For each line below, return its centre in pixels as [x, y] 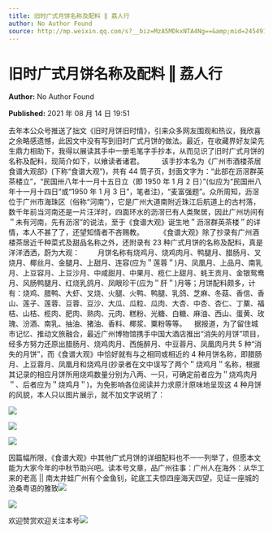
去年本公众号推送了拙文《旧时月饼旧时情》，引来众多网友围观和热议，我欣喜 [135, 131]
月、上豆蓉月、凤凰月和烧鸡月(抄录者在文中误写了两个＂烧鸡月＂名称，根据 [134, 364]
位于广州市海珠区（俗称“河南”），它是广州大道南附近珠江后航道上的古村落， [134, 202]
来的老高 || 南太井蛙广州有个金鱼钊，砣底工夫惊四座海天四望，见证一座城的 [134, 478]
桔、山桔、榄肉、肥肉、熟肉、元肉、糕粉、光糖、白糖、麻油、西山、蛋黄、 [133, 314]
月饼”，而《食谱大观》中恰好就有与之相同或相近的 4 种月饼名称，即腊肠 [142, 354]
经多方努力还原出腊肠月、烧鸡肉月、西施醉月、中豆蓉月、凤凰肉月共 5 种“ [132, 344]
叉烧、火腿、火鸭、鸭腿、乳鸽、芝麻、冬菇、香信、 [172, 293]
